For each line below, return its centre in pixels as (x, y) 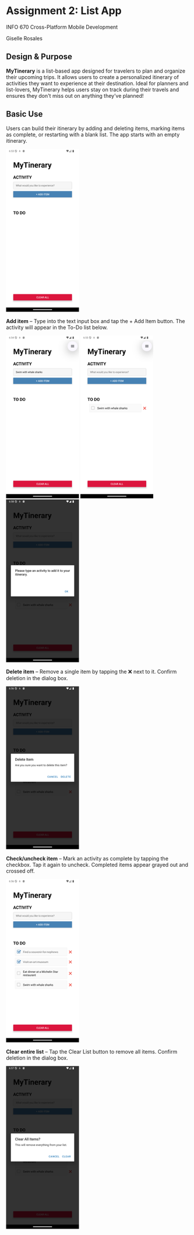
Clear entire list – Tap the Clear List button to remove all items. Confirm (92, 1051)
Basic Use (24, 114)
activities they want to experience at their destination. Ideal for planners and (97, 83)
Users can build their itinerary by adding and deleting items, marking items (96, 128)
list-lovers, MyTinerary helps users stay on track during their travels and (93, 90)
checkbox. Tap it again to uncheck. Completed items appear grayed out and (97, 865)
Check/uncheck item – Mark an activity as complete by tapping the (87, 859)
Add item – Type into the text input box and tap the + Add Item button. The (96, 321)
